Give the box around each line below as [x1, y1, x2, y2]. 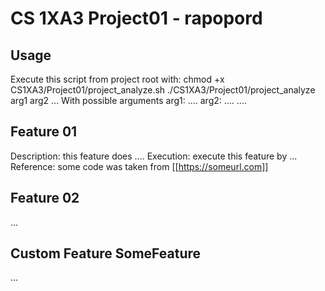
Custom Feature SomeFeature [10, 245, 202, 262]
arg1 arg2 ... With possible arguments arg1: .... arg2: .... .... [10, 95, 247, 106]
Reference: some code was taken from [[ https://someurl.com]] [10, 160, 269, 172]
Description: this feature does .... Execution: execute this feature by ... [10, 150, 298, 162]
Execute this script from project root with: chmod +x [10, 73, 225, 85]
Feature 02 [10, 190, 80, 207]
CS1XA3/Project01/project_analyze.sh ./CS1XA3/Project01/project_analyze [10, 84, 316, 96]
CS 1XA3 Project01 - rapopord [10, 7, 263, 30]
